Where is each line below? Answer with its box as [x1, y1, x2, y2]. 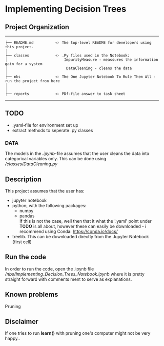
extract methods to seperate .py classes [12, 127, 93, 133]
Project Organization [5, 23, 69, 31]
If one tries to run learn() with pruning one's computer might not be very [5, 330, 151, 336]
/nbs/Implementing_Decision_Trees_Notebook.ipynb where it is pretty [5, 271, 145, 277]
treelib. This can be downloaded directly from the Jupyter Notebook [12, 233, 149, 239]
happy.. [5, 335, 20, 342]
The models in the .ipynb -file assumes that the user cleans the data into [5, 151, 150, 156]
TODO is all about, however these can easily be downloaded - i [19, 223, 146, 229]
